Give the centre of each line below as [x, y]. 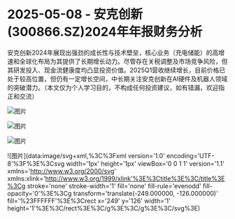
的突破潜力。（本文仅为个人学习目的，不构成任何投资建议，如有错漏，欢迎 [113, 87]
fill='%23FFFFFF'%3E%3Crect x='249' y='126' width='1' [89, 201]
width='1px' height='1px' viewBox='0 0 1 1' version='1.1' [145, 163]
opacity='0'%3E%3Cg [40, 193]
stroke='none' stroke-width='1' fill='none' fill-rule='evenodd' [114, 185]
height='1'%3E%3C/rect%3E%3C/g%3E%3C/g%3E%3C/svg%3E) [104, 208]
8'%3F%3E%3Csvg [36, 163]
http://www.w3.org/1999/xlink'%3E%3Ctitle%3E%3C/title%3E [135, 178]
